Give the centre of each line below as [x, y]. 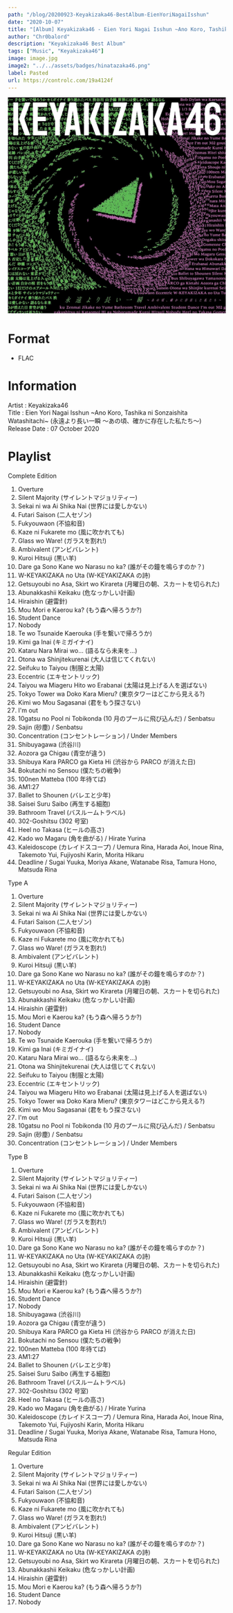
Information [42, 386]
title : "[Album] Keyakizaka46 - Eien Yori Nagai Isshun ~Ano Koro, [107, 29]
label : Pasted [28, 73]
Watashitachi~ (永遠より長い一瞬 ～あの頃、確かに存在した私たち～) [105, 421]
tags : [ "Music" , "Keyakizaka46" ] [56, 51]
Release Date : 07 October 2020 [54, 429]
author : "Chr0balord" [39, 37]
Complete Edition [32, 476]
